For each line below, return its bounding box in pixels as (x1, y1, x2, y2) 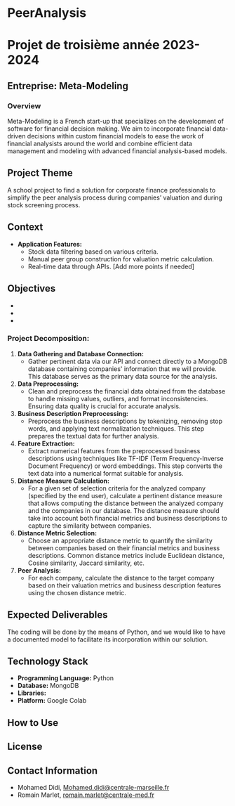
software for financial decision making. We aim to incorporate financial (7, 124, 212, 133)
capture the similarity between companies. (27, 521, 152, 530)
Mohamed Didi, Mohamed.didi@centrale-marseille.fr (17, 784, 170, 792)
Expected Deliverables (7, 609, 108, 621)
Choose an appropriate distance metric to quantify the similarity (27, 536, 213, 545)
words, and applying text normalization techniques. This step (27, 424, 205, 433)
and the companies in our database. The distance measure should (27, 506, 220, 514)
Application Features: (17, 240, 83, 248)
